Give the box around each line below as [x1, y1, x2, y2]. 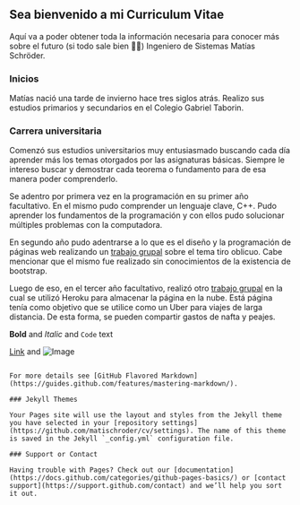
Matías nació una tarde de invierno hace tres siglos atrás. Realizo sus [9, 93, 265, 104]
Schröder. [9, 49, 46, 61]
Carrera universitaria [9, 125, 102, 137]
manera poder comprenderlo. [9, 174, 118, 185]
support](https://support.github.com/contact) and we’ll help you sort [9, 482, 282, 491]
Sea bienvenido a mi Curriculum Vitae [9, 7, 225, 22]
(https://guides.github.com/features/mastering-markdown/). [9, 379, 239, 388]
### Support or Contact [9, 450, 99, 459]
